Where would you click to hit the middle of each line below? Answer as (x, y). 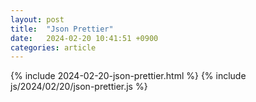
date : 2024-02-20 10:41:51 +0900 (84, 38)
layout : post (37, 19)
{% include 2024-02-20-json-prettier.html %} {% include (128, 76)
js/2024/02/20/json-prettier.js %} (79, 87)
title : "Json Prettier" (62, 29)
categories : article (53, 47)
